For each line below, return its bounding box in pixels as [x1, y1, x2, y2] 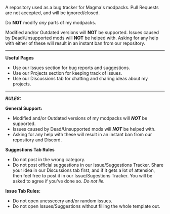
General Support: [5, 105, 42, 111]
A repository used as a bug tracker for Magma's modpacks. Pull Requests [5, 5, 159, 10]
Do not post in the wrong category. [12, 157, 86, 162]
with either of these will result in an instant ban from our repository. [5, 40, 146, 46]
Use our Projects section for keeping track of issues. [12, 70, 122, 76]
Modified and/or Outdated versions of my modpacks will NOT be [12, 115, 148, 121]
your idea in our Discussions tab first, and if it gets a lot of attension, [12, 167, 155, 173]
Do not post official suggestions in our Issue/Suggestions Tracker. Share [12, 162, 163, 168]
